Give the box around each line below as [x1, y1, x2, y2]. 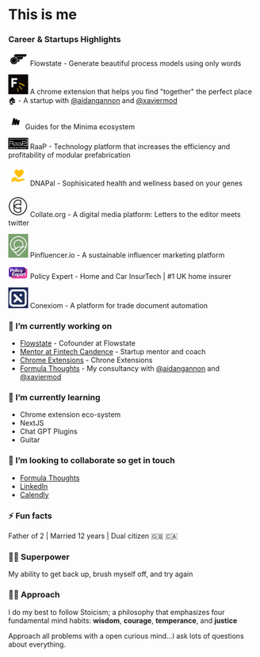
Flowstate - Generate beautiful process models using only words [29, 59, 242, 68]
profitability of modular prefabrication [8, 151, 131, 160]
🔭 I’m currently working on [8, 320, 113, 331]
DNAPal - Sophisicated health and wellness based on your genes [29, 178, 243, 188]
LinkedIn [19, 481, 48, 491]
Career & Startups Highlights [8, 34, 121, 45]
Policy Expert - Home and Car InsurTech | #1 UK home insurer [29, 271, 231, 281]
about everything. [8, 640, 66, 649]
